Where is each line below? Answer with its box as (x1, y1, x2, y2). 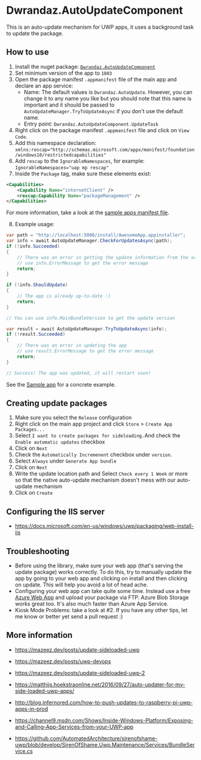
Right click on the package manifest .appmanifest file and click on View (14, 126, 190, 133)
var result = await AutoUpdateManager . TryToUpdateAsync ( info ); (6, 326, 167, 332)
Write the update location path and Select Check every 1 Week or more (14, 470, 188, 478)
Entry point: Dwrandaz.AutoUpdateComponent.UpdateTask (23, 120, 159, 127)
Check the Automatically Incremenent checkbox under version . (14, 451, 172, 458)
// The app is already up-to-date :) (17, 293, 111, 299)
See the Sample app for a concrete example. (6, 381, 116, 388)
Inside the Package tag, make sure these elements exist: (14, 170, 151, 177)
